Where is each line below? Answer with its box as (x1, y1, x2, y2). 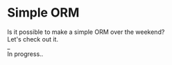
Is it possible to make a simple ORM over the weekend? (7, 28, 165, 36)
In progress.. (7, 50, 44, 58)
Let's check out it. (7, 35, 59, 43)
